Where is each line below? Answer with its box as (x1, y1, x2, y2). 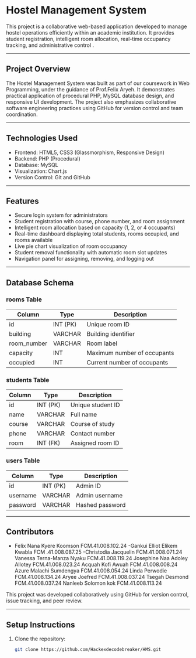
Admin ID (75, 482, 101, 490)
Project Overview (6, 64, 71, 74)
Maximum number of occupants (86, 349, 174, 357)
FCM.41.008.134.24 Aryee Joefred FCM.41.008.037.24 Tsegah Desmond (14, 574, 189, 581)
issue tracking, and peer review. (6, 597, 83, 604)
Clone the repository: (14, 635, 66, 642)
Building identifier (86, 330, 135, 338)
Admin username (75, 491, 123, 499)
